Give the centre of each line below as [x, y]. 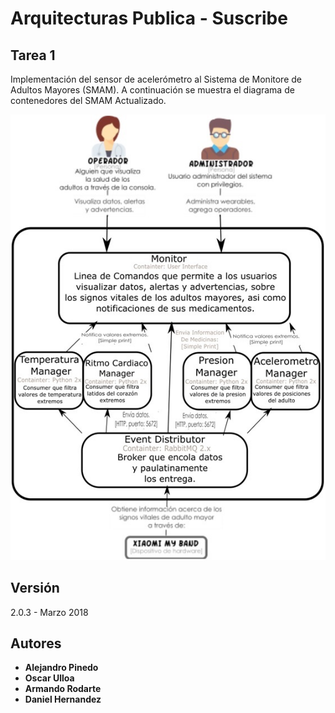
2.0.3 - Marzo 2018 [49, 612]
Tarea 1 [33, 55]
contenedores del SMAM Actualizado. [88, 100]
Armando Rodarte [63, 689]
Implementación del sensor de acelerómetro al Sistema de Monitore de [156, 79]
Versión [35, 588]
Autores [36, 643]
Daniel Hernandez [63, 699]
